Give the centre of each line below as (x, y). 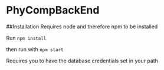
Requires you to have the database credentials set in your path (82, 61)
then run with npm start (35, 49)
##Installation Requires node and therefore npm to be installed (82, 26)
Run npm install (26, 38)
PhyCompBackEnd (53, 10)
